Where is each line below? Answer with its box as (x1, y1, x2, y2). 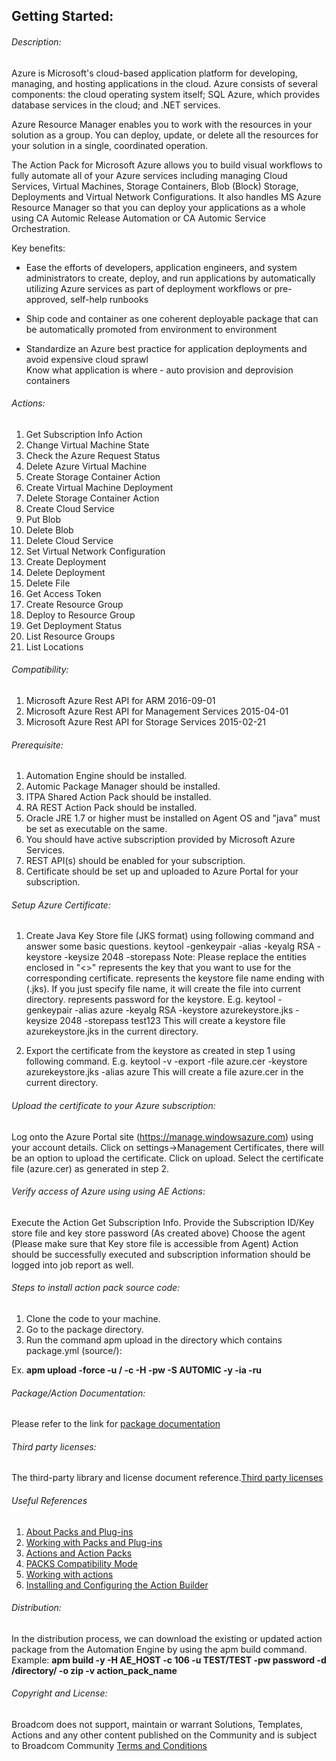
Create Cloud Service (25, 502, 115, 514)
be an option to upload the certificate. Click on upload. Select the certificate (11, 1152, 324, 1164)
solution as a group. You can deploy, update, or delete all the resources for (11, 129, 319, 141)
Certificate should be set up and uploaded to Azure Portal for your (25, 865, 299, 878)
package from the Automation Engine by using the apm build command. (11, 1643, 308, 1655)
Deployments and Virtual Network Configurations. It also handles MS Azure (11, 190, 322, 203)
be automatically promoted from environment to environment (25, 323, 278, 335)
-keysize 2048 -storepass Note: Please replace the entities (64, 951, 307, 963)
